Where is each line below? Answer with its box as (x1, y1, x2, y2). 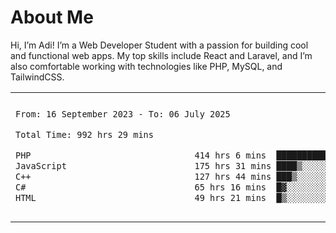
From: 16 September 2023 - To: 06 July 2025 (15, 109, 231, 120)
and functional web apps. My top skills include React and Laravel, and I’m (10, 49, 313, 61)
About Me (10, 6, 94, 29)
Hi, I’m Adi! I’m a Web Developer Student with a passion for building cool (10, 39, 309, 51)
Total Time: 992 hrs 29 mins (15, 129, 154, 141)
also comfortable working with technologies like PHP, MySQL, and (10, 60, 283, 72)
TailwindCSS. (10, 71, 65, 83)
